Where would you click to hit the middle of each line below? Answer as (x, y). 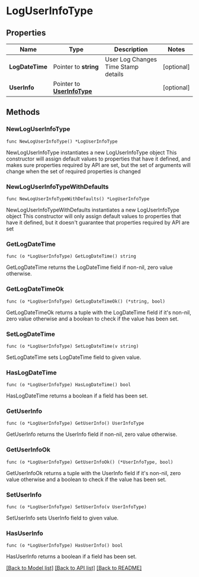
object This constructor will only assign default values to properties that (94, 216)
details (114, 74)
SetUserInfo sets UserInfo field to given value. (62, 518)
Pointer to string (76, 67)
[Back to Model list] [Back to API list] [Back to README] (74, 568)
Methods (23, 112)
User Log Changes (131, 59)
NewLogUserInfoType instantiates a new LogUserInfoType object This (92, 152)
